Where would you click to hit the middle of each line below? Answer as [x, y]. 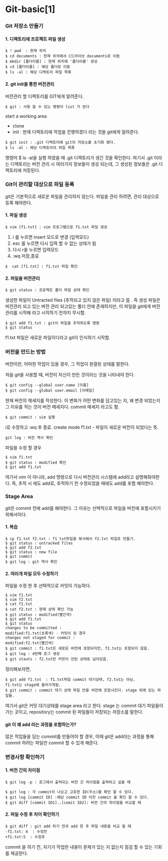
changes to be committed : [33, 628]
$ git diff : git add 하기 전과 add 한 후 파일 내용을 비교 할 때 [68, 826]
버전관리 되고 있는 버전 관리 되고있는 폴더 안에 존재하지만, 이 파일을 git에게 [78, 306]
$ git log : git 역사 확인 [31, 562]
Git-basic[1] [30, 9]
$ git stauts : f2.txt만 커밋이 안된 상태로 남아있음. [57, 659]
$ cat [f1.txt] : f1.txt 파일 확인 [41, 267]
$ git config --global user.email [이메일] [50, 390]
